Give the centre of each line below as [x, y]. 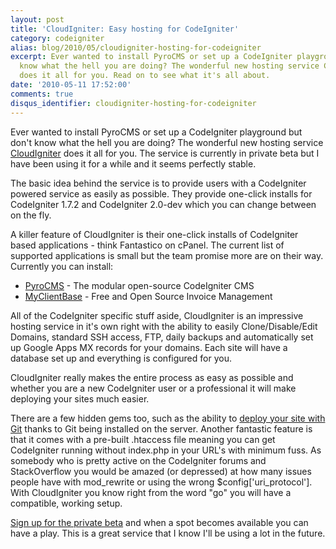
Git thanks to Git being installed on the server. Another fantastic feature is [161, 428]
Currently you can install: [62, 266]
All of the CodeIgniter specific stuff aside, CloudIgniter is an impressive [157, 315]
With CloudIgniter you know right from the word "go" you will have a [151, 492]
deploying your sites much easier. [80, 398]
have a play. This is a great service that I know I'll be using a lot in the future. [168, 533]
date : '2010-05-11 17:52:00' [71, 85]
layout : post [37, 19]
